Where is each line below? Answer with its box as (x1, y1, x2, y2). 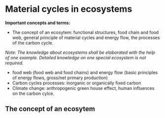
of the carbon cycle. (12, 39, 53, 45)
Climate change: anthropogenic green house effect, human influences (12, 85, 155, 91)
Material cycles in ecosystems (5, 3, 132, 15)
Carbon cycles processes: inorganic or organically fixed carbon (12, 80, 141, 86)
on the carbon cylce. (12, 90, 55, 96)
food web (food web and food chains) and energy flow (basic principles (12, 69, 158, 75)
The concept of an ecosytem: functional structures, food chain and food (12, 29, 159, 35)
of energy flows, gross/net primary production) (12, 75, 108, 80)
